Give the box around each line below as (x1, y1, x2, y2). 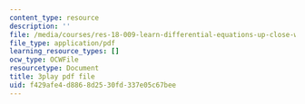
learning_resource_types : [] (9, 47, 120, 56)
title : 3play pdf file (9, 72, 95, 81)
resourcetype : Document (9, 64, 100, 73)
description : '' (9, 22, 71, 31)
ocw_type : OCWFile (9, 55, 79, 64)
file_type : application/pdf (9, 38, 116, 48)
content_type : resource (9, 13, 100, 23)
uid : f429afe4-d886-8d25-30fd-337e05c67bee (9, 80, 177, 90)
